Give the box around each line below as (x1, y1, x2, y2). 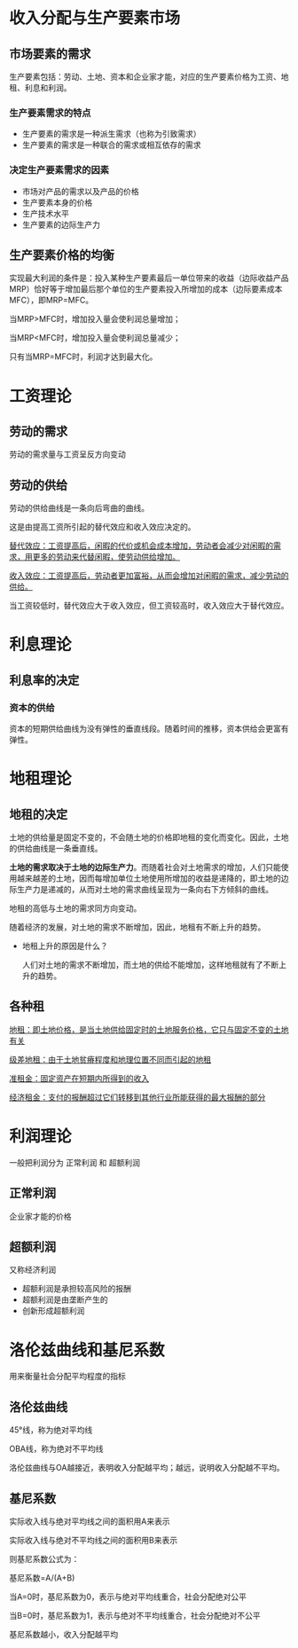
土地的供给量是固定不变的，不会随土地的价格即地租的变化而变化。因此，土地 (9, 832, 289, 843)
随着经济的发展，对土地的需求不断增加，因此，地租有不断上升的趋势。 (9, 922, 266, 932)
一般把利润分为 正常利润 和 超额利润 (9, 1157, 140, 1167)
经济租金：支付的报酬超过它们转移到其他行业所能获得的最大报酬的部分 (9, 1092, 266, 1103)
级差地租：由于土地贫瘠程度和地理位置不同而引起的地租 (9, 1054, 211, 1064)
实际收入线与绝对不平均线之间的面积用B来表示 (9, 1535, 178, 1546)
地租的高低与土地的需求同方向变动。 (9, 903, 142, 914)
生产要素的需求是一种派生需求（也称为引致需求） (21, 129, 201, 139)
